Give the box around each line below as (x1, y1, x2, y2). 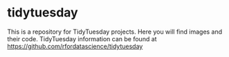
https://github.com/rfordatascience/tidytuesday (7, 42, 143, 50)
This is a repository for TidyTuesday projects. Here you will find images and (7, 27, 223, 36)
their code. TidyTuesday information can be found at (7, 34, 157, 43)
